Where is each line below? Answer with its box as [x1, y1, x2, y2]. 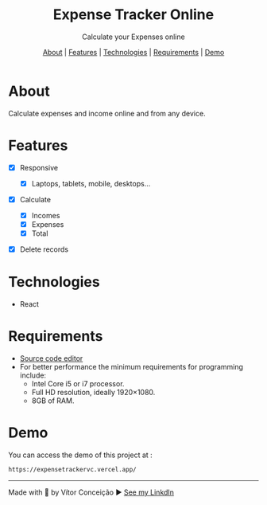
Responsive [19, 162, 58, 172]
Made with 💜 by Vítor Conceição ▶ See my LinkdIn [8, 487, 175, 497]
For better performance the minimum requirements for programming [19, 362, 244, 372]
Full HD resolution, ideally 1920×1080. [31, 388, 156, 397]
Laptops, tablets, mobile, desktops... [31, 178, 151, 188]
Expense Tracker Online [52, 6, 215, 24]
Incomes [31, 211, 60, 220]
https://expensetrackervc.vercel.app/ [8, 466, 137, 474]
